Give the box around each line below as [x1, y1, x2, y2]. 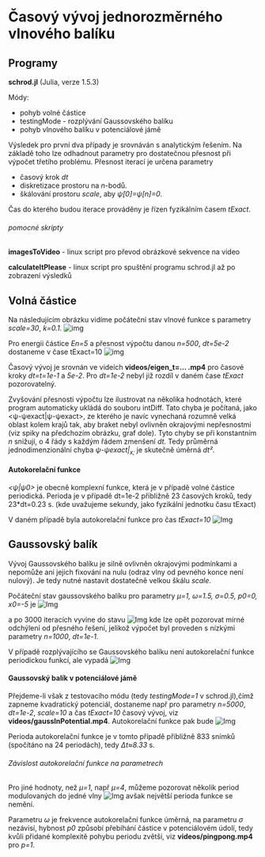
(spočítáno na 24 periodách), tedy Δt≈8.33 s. [8, 741, 156, 750]
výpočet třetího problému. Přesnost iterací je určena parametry [8, 157, 214, 166]
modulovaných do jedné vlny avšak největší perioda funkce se [8, 791, 233, 801]
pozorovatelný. [8, 379, 57, 389]
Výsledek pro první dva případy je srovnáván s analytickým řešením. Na [8, 140, 243, 150]
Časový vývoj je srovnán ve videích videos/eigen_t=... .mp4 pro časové [8, 363, 244, 372]
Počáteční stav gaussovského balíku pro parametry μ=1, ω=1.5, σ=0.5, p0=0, [8, 591, 258, 600]
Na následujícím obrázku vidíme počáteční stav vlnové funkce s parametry [8, 315, 252, 325]
